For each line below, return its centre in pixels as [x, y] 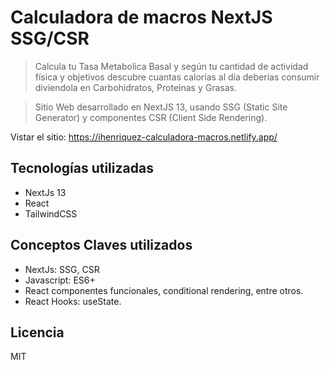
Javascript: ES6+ [60, 280]
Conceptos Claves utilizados [101, 245]
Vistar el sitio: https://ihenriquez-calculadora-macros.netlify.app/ [144, 137]
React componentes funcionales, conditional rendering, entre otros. [164, 290]
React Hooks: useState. [73, 301]
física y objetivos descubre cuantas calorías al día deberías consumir [177, 77]
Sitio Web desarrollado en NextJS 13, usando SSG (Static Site [161, 107]
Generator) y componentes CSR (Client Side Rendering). [151, 117]
